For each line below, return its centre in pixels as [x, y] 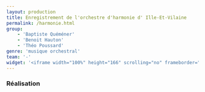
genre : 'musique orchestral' [43, 51]
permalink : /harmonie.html [41, 23]
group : [15, 29]
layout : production [31, 12]
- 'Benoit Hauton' [41, 40]
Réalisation [23, 84]
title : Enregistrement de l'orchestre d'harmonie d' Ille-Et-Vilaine [97, 18]
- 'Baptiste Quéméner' [46, 34]
